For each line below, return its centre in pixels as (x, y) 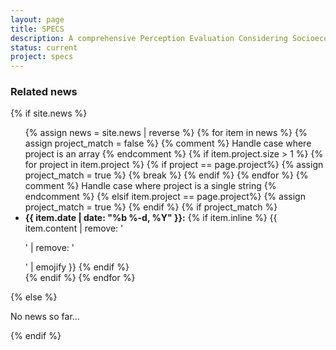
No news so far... (45, 317)
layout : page (37, 19)
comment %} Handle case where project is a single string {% (150, 186)
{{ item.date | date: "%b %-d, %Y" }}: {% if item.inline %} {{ (151, 218)
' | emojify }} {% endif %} (77, 267)
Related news (44, 92)
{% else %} (34, 297)
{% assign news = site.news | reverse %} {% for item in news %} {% (166, 133)
